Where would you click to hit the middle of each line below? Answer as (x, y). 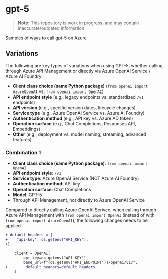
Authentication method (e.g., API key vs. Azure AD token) (73, 118)
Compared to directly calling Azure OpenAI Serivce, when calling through (81, 210)
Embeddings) (26, 129)
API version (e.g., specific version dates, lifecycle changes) (74, 107)
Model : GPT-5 (27, 195)
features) (22, 139)
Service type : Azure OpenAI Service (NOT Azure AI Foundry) (76, 178)
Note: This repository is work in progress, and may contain (78, 23)
